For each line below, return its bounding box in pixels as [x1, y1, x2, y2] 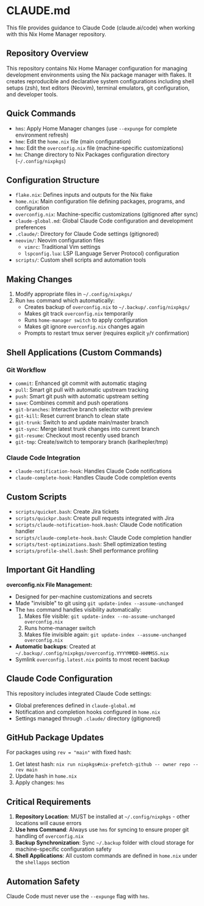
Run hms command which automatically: [15, 297, 115, 304]
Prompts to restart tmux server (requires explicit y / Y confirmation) [24, 329, 189, 337]
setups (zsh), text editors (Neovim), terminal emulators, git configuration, [6, 84, 190, 91]
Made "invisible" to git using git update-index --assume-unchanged [15, 599, 184, 607]
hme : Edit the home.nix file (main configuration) [15, 137, 131, 145]
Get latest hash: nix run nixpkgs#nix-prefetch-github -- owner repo [15, 761, 191, 768]
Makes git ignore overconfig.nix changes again [24, 323, 145, 330]
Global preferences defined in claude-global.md [15, 701, 136, 709]
